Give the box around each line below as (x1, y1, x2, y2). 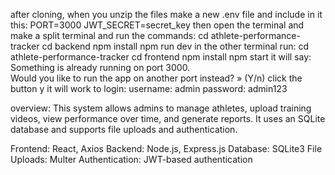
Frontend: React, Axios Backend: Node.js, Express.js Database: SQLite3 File (10, 143, 323, 154)
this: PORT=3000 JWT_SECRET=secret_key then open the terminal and (10, 19, 305, 31)
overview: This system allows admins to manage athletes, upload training (10, 102, 312, 114)
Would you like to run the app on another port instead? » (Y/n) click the (10, 72, 303, 84)
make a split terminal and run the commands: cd (10, 30, 209, 41)
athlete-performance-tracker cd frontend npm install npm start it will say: (10, 51, 312, 63)
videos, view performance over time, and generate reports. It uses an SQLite (10, 113, 326, 124)
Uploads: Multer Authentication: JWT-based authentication (10, 154, 253, 165)
